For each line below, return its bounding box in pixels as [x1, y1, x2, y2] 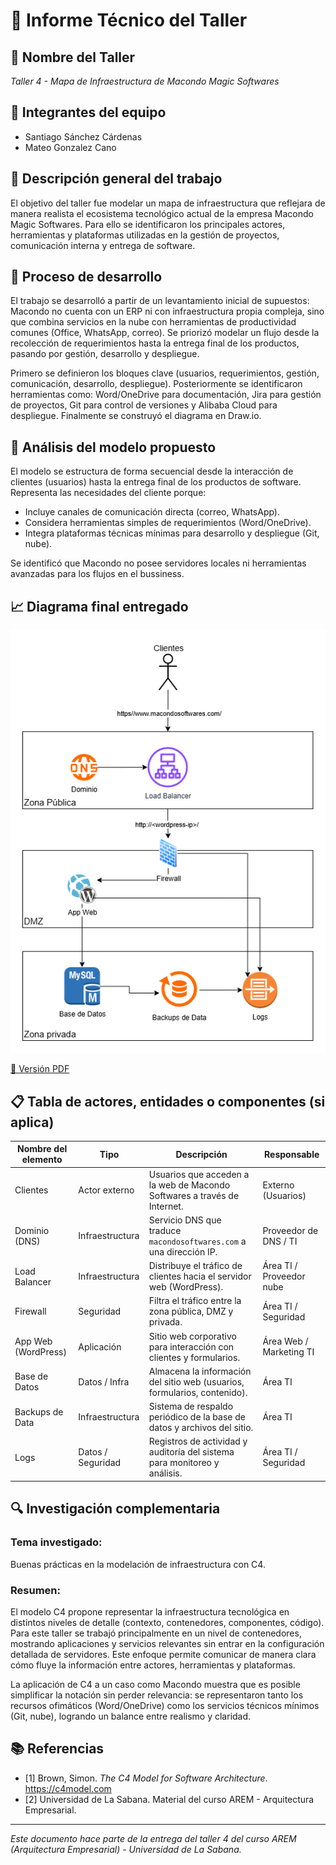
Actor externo [78, 1184, 135, 1196]
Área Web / [262, 1335, 309, 1348]
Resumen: [10, 1583, 61, 1597]
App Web [14, 1335, 53, 1348]
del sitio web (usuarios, [148, 1375, 245, 1388]
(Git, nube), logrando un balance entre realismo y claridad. [10, 1710, 252, 1722]
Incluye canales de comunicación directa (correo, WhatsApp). [24, 506, 281, 518]
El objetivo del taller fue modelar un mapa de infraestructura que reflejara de [10, 197, 326, 209]
